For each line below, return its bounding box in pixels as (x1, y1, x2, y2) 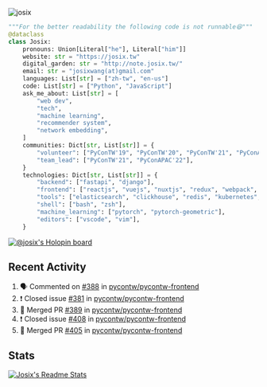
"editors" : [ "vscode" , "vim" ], (37, 215, 141, 223)
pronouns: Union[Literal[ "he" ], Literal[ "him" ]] (22, 45, 187, 53)
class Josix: (8, 37, 52, 45)
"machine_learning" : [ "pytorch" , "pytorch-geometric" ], (37, 208, 226, 216)
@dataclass (8, 30, 44, 38)
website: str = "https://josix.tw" (22, 53, 141, 61)
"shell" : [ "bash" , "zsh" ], (37, 201, 126, 209)
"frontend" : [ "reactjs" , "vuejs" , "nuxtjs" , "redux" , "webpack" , (37, 186, 258, 194)
